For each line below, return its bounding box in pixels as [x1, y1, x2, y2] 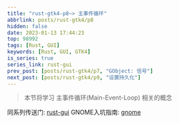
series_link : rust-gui [7, 61, 72, 68]
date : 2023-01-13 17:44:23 [7, 29, 85, 36]
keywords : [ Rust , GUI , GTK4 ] [7, 49, 91, 56]
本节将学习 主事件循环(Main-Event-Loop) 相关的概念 [23, 93, 172, 102]
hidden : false [7, 23, 48, 30]
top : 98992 [7, 36, 39, 43]
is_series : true [7, 55, 54, 62]
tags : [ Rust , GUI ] [7, 42, 60, 49]
